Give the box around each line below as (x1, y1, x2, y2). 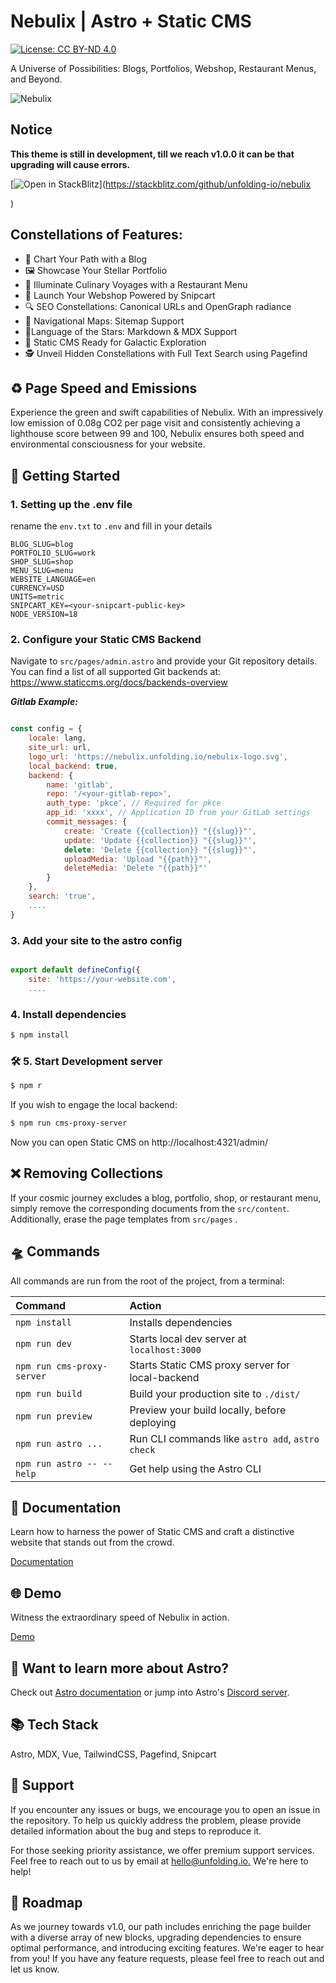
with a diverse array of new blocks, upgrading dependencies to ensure (10, 1931, 302, 1944)
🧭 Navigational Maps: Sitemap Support (24, 315, 185, 327)
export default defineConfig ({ (10, 965, 141, 975)
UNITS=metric (10, 592, 65, 602)
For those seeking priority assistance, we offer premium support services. (10, 1844, 315, 1856)
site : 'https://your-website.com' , (28, 974, 177, 984)
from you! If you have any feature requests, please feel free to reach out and (10, 1953, 325, 1965)
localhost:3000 (129, 1344, 202, 1355)
